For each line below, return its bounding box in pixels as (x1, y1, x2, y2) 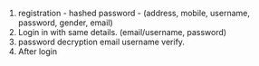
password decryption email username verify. (17, 36, 186, 47)
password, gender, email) (17, 17, 113, 28)
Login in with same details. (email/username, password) (17, 27, 227, 37)
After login (17, 46, 58, 57)
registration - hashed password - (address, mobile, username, (17, 8, 251, 18)
